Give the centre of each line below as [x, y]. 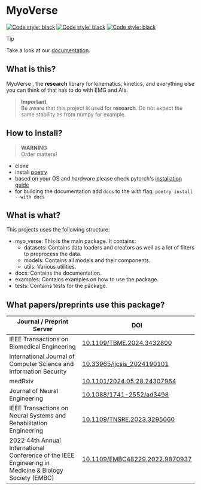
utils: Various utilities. [50, 267]
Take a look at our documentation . [48, 50]
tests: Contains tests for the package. [61, 286]
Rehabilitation [28, 423]
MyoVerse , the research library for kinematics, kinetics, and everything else [100, 83]
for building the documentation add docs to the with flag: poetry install [104, 191]
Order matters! [39, 154]
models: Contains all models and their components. [87, 260]
